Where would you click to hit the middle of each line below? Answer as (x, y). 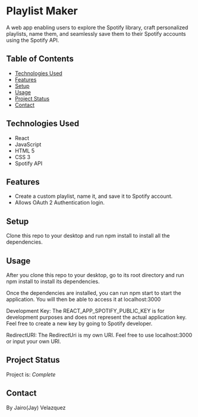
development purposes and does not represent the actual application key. (97, 317)
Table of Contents (40, 59)
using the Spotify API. (33, 40)
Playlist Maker (42, 11)
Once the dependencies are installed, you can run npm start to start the (94, 293)
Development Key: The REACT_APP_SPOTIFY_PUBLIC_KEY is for (85, 311)
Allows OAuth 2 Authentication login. (60, 203)
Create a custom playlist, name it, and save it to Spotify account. (94, 196)
